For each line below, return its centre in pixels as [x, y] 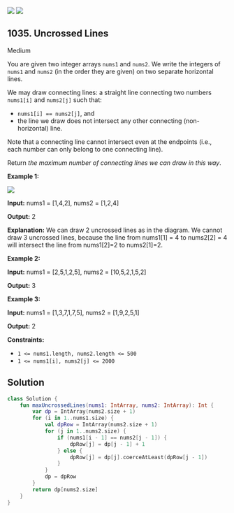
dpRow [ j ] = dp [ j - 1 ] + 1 [107, 444]
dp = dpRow [60, 477]
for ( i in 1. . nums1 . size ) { [73, 418]
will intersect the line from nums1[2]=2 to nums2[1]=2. [85, 245]
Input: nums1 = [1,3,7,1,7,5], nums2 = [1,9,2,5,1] [73, 312]
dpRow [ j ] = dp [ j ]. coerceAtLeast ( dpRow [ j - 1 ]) [139, 457]
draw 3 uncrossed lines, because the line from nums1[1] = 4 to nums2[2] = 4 [117, 237]
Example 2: [24, 258]
